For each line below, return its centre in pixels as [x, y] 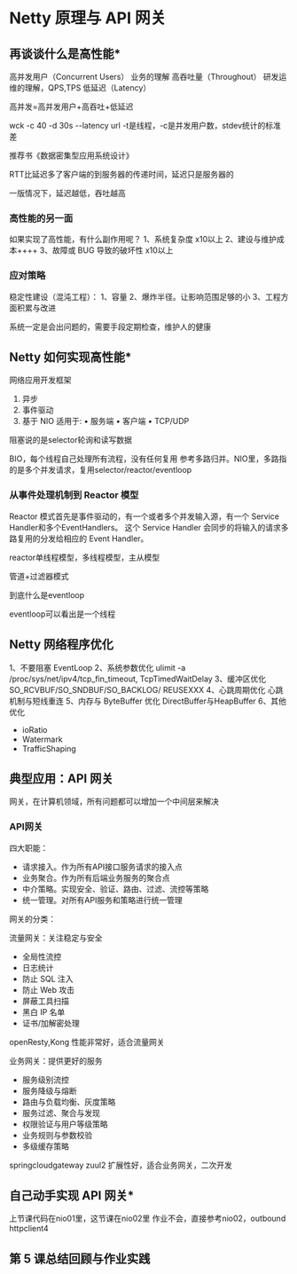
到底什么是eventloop [47, 594]
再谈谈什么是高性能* [65, 54]
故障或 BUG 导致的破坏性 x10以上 [113, 250]
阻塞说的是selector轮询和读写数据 [71, 440]
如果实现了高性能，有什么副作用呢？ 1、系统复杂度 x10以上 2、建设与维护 [143, 240]
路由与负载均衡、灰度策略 [69, 1102]
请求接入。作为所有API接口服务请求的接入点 [102, 867]
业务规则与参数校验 [57, 1135]
